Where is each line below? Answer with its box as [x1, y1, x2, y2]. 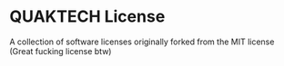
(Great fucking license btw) [9, 45, 112, 56]
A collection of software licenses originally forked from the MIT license [9, 36, 275, 47]
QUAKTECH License [9, 6, 166, 27]
